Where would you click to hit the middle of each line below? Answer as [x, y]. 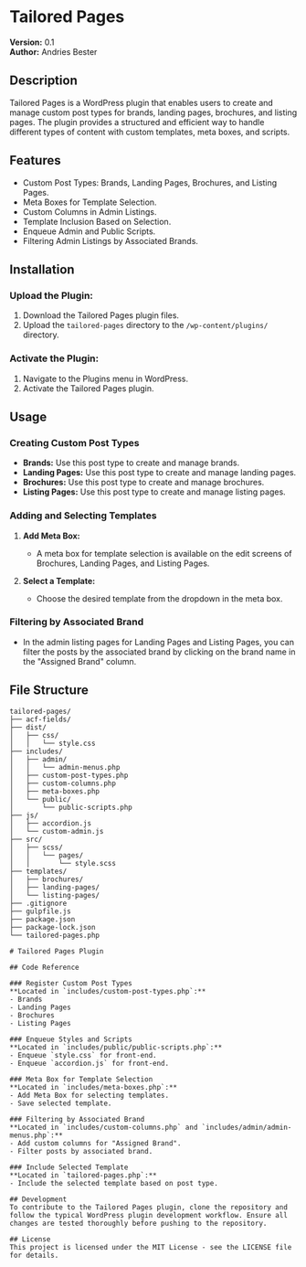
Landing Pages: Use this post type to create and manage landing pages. [159, 473]
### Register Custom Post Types [71, 983]
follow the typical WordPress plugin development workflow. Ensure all [148, 1215]
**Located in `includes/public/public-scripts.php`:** [116, 1047]
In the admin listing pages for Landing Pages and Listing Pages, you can [158, 642]
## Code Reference [44, 967]
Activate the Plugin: [54, 358]
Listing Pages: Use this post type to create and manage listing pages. [154, 492]
